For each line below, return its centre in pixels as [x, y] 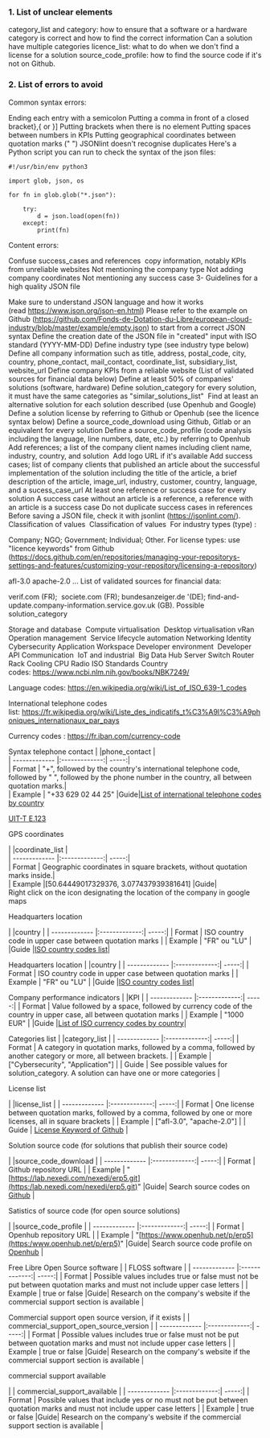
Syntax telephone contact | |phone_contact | [82, 752]
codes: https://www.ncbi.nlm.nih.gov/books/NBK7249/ [99, 672]
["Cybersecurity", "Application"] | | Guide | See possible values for [118, 1064]
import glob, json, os [46, 181]
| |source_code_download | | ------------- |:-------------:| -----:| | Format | [132, 1160]
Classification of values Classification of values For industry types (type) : [133, 524]
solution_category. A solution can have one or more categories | [114, 1073]
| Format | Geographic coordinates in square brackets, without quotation [128, 867]
